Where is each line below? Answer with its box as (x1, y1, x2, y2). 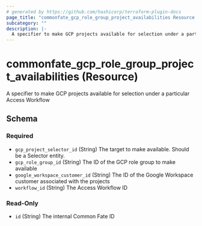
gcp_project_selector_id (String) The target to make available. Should (14, 145, 189, 152)
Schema (6, 114, 38, 124)
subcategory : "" (6, 20, 47, 26)
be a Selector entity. (14, 152, 65, 159)
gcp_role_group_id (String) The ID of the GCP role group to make (14, 158, 176, 166)
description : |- (6, 25, 47, 32)
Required (6, 132, 34, 140)
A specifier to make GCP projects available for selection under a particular (6, 90, 190, 97)
